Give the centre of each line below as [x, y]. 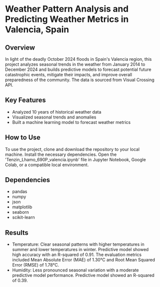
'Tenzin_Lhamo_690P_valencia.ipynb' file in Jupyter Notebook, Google [75, 159]
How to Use [23, 138]
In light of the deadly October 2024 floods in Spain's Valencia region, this [79, 59]
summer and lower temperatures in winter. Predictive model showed [80, 250]
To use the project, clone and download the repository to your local [72, 149]
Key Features [26, 100]
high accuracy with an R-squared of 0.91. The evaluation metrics [77, 255]
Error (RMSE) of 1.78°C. [36, 265]
